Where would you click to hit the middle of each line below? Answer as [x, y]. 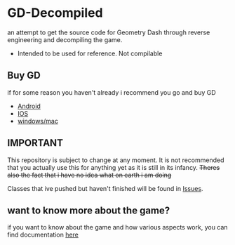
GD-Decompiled [55, 13]
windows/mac [38, 121]
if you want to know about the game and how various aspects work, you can [117, 227]
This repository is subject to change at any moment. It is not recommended [116, 160]
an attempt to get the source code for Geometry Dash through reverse [109, 32]
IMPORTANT [35, 143]
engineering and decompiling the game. [65, 39]
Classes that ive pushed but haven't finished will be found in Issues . [105, 188]
